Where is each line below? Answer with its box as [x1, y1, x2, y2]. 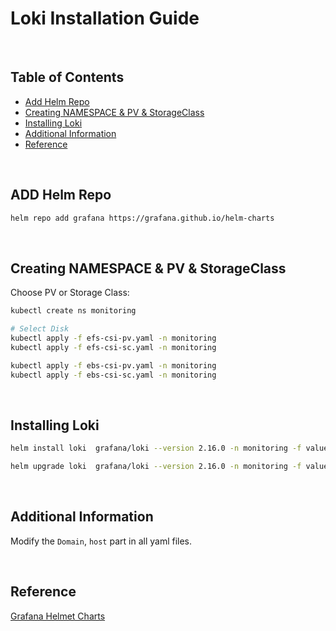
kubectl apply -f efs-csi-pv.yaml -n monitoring [10, 333, 217, 343]
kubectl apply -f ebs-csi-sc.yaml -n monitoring [10, 370, 217, 380]
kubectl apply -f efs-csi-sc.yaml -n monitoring [10, 342, 217, 352]
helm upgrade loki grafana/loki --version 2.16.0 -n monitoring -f [10, 462, 302, 472]
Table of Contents [10, 69, 125, 86]
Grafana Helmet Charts [10, 610, 106, 622]
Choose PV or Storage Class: [10, 287, 130, 299]
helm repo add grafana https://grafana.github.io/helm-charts [10, 213, 275, 223]
